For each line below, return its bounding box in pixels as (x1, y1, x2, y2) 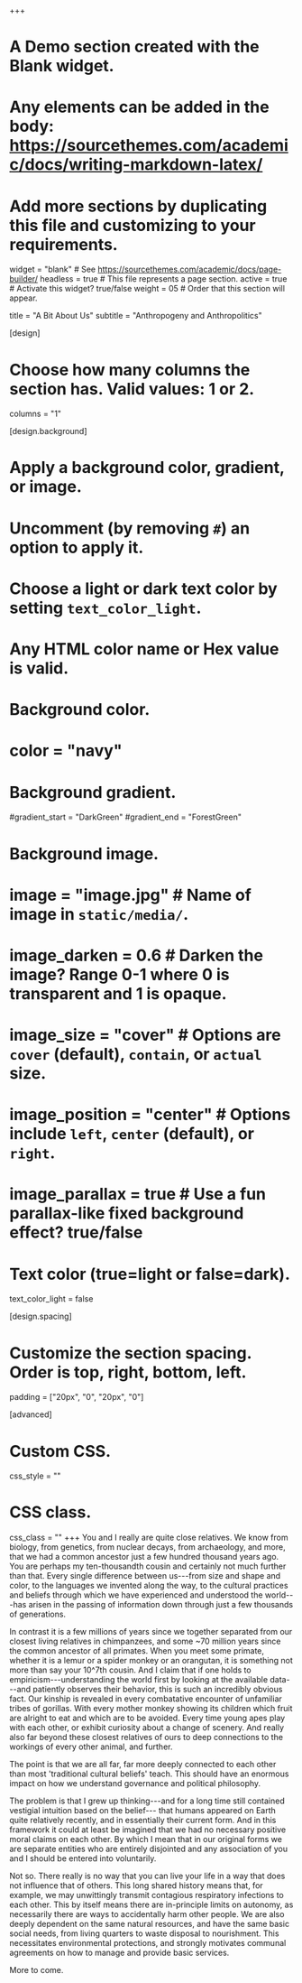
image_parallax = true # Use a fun (9, 1184, 267, 1205)
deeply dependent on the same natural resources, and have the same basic (9, 1919, 290, 1930)
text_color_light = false (9, 1293, 94, 1304)
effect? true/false (9, 1222, 143, 1243)
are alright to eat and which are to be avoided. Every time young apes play (9, 1712, 286, 1724)
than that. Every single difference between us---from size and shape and (9, 1571, 281, 1581)
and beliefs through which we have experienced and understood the (9, 1589, 263, 1600)
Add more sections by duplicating (9, 196, 268, 217)
